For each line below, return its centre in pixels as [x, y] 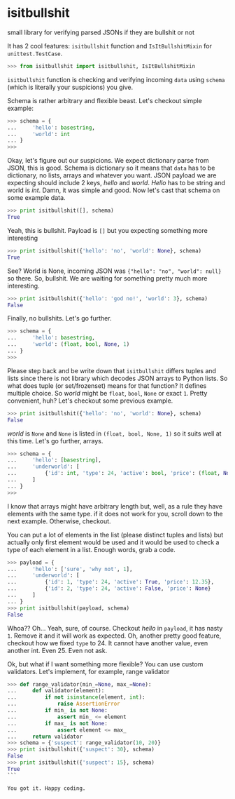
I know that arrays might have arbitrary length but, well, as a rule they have [115, 506]
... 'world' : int [39, 134]
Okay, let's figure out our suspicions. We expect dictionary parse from [108, 161]
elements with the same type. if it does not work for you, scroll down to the [115, 513]
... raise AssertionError [64, 704]
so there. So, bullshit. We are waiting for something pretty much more [107, 278]
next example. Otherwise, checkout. [59, 521]
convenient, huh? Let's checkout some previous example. [90, 401]
